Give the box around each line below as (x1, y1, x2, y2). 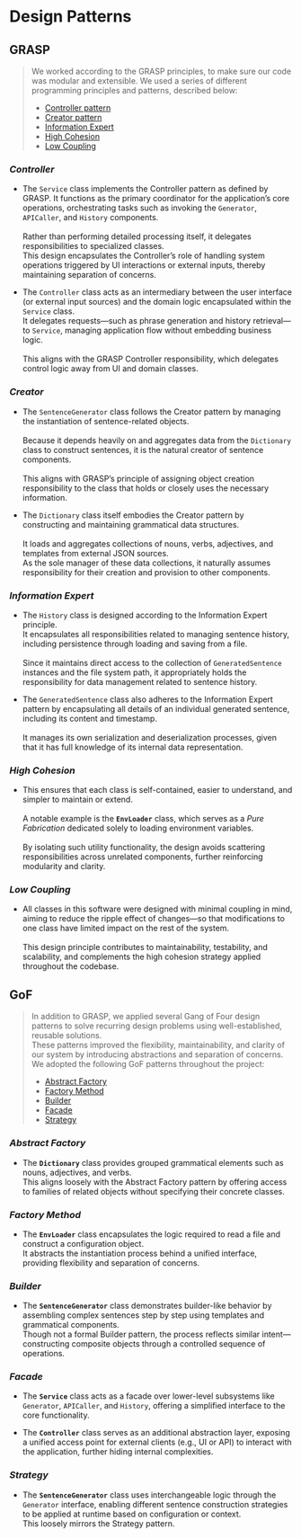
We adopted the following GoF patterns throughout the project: (31, 1059, 265, 1070)
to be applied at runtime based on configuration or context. (22, 1508, 242, 1519)
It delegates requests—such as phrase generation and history (22, 316, 252, 326)
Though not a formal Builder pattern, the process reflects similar (22, 1329, 261, 1340)
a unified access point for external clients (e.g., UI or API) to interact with (22, 1436, 292, 1448)
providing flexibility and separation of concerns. (22, 1257, 200, 1268)
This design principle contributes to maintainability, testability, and (22, 942, 268, 953)
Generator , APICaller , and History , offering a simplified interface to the (22, 1400, 286, 1411)
